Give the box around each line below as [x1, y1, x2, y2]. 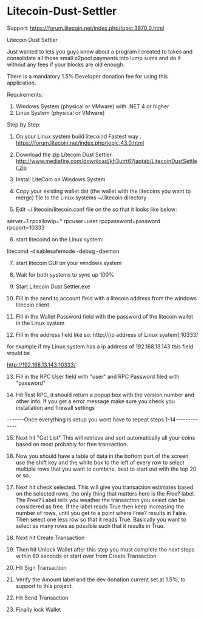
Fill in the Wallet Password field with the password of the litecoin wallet [15, 313, 194, 320]
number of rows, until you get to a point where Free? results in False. [15, 509, 188, 516]
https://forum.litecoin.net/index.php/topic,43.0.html [15, 139, 144, 147]
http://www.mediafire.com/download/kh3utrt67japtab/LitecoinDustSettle [15, 157, 198, 165]
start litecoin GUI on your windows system [15, 259, 122, 266]
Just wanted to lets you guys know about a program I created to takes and [7, 47, 193, 55]
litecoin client [15, 301, 49, 308]
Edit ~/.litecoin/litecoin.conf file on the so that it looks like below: [15, 206, 177, 213]
